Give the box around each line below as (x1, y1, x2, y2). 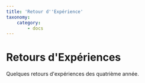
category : (17, 20, 41, 25)
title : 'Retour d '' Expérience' (6, 8, 83, 15)
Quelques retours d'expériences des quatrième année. (6, 71, 139, 78)
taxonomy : (6, 14, 31, 20)
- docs (27, 25, 44, 31)
